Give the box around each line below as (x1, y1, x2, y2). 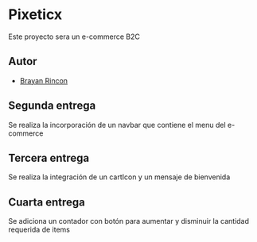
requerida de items (8, 225, 70, 235)
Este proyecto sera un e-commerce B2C (8, 32, 141, 41)
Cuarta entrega (8, 195, 86, 209)
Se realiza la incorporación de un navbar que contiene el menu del (8, 120, 226, 129)
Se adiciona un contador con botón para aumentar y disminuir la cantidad (8, 217, 249, 226)
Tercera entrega (8, 151, 90, 164)
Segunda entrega (8, 99, 96, 113)
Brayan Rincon (19, 75, 68, 85)
